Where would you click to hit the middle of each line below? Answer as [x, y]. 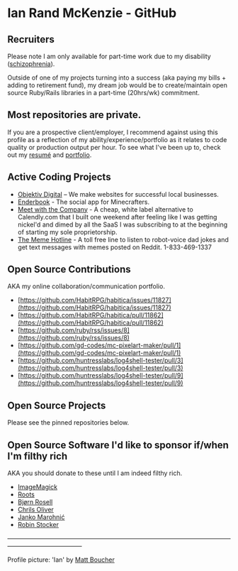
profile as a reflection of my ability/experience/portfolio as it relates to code [117, 139]
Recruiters [31, 39]
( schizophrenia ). [31, 64]
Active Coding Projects [59, 177]
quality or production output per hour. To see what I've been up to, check [114, 147]
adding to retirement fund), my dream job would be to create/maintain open [118, 85]
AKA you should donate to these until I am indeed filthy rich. [95, 473]
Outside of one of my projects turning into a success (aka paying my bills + [117, 77]
